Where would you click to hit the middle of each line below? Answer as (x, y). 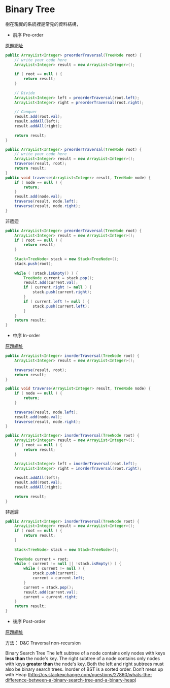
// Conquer (26, 112)
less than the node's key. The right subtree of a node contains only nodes (83, 659)
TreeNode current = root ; (42, 559)
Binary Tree (30, 9)
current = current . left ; (59, 578)
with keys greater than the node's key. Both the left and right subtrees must (84, 664)
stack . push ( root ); (34, 264)
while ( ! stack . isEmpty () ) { (46, 273)
